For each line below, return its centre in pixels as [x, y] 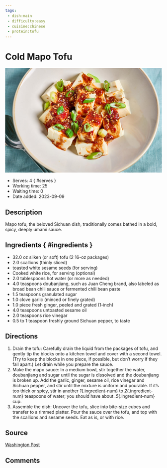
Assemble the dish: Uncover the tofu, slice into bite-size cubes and [81, 407]
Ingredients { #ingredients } [49, 245]
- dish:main [20, 16]
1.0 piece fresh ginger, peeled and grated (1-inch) [63, 305]
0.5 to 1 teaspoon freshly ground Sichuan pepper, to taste [71, 320]
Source [17, 433]
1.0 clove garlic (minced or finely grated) [54, 300]
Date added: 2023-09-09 [38, 196]
